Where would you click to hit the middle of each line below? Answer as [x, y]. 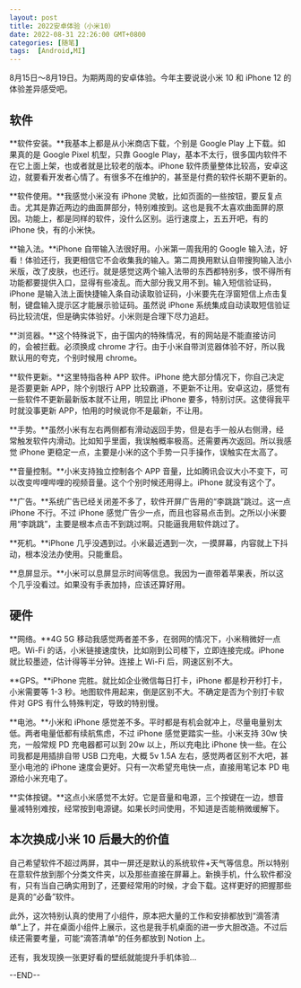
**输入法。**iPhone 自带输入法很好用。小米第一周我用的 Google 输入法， [145, 249]
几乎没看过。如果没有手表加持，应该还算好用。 [103, 584]
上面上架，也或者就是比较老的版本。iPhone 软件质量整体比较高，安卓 [152, 165]
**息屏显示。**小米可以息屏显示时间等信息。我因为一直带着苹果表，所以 [143, 573]
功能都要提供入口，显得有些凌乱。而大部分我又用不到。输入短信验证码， [142, 282]
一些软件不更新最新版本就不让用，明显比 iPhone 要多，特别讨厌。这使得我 [146, 399]
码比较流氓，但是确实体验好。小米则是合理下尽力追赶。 [111, 316]
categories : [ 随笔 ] [44, 43]
